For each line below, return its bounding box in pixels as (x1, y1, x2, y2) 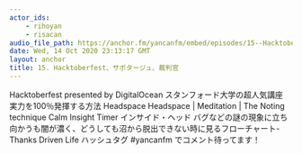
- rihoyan (25, 22, 63, 31)
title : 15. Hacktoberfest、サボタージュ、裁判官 (9, 64, 180, 73)
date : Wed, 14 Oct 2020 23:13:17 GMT (9, 47, 151, 56)
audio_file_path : (9, 38, 75, 48)
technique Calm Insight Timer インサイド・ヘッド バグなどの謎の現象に (9, 112, 272, 122)
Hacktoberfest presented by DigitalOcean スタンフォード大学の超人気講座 (9, 89, 283, 100)
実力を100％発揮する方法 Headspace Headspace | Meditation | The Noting (9, 100, 285, 111)
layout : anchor (9, 55, 67, 64)
